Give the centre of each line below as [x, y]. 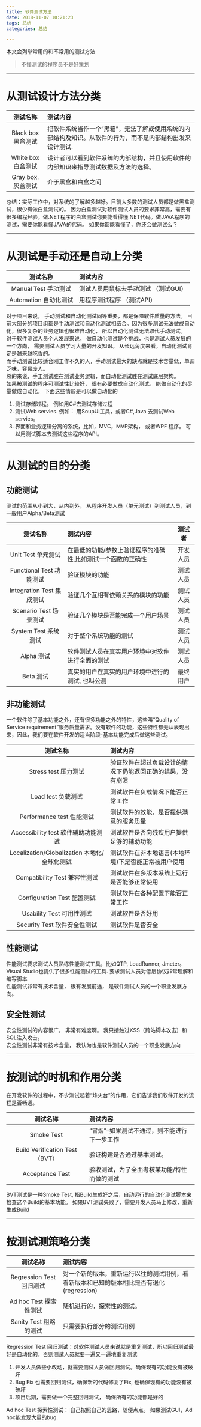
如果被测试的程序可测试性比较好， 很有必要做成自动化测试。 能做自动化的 [97, 384]
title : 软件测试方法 [29, 12]
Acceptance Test [46, 1173]
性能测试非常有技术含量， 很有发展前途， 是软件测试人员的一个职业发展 [94, 986]
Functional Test [31, 570]
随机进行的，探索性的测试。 [102, 1306]
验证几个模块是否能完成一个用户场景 [118, 615]
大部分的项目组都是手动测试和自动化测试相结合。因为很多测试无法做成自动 [103, 324]
